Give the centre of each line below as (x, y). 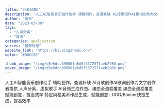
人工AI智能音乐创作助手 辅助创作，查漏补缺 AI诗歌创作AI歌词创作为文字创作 (81, 83)
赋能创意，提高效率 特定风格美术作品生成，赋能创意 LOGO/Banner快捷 (75, 95)
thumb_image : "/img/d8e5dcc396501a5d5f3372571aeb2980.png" (66, 64)
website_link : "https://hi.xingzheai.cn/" (49, 50)
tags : (10, 28)
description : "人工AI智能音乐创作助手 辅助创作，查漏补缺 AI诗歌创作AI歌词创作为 (80, 14)
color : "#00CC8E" (23, 55)
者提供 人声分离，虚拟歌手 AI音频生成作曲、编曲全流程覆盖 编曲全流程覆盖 (79, 89)
